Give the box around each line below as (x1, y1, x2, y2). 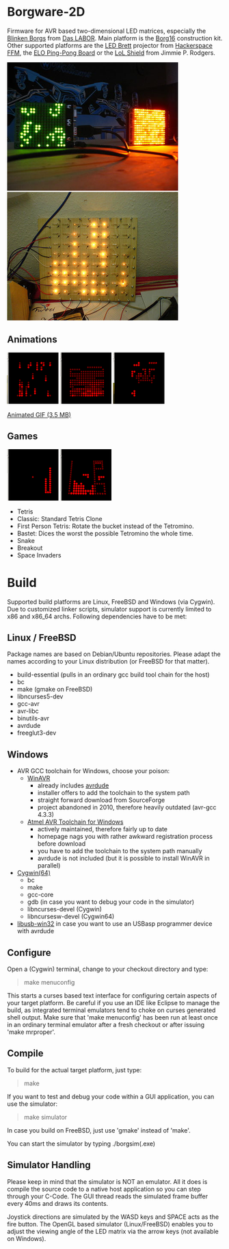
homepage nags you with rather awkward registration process (37, 833, 213, 841)
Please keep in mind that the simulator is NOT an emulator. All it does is (7, 1177, 208, 1185)
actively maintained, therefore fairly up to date (37, 825, 168, 833)
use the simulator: (7, 1100, 58, 1108)
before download (37, 840, 86, 848)
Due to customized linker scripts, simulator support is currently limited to (7, 605, 212, 613)
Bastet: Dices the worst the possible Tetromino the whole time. (16, 529, 193, 538)
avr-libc (16, 707, 39, 716)
